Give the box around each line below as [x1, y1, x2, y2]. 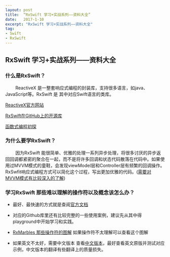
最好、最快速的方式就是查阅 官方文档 [12, 201, 89, 208]
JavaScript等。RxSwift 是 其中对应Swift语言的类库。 [5, 91, 114, 97]
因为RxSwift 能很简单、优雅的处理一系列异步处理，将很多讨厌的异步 [15, 150, 157, 156]
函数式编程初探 [5, 123, 36, 129]
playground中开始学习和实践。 [12, 218, 77, 225]
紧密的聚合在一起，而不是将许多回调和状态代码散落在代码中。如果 [22, 156, 160, 162]
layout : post [5, 7, 33, 13]
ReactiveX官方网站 [5, 102, 44, 108]
